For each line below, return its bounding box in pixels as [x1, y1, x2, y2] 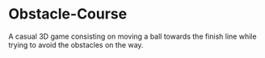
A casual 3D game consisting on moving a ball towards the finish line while [8, 31, 257, 41]
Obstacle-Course [8, 5, 128, 23]
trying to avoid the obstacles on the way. [8, 39, 144, 49]
